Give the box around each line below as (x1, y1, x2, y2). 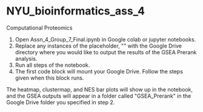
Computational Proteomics (6, 24, 73, 31)
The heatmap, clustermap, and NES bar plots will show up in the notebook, (6, 86, 193, 93)
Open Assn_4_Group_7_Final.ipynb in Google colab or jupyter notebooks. (15, 36, 196, 43)
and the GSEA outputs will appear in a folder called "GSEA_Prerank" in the (6, 92, 191, 99)
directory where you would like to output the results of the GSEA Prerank (15, 48, 197, 55)
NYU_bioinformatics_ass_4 (6, 4, 145, 18)
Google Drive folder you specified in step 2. (6, 98, 115, 106)
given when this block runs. (15, 74, 84, 81)
